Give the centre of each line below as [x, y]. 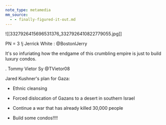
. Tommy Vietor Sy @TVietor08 [37, 69]
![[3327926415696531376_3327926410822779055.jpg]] [64, 34]
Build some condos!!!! [35, 118]
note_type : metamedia [28, 10]
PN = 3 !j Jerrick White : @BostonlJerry [46, 44]
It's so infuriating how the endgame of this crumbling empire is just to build [83, 53]
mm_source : [17, 15]
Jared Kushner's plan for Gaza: [38, 79]
